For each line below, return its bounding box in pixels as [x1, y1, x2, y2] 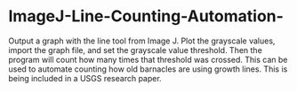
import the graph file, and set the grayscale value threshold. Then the [8, 44, 263, 55]
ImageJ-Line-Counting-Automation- [8, 6, 284, 27]
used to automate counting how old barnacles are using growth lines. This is [8, 64, 288, 74]
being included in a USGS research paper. [8, 73, 162, 83]
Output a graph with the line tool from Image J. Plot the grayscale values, [8, 35, 276, 46]
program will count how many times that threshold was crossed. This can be [8, 54, 288, 65]
